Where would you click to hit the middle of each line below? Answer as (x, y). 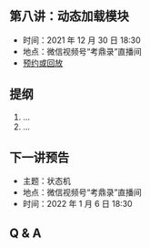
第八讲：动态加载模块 (69, 16)
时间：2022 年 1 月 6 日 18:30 (78, 204)
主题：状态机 (46, 181)
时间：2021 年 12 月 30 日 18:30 (81, 40)
